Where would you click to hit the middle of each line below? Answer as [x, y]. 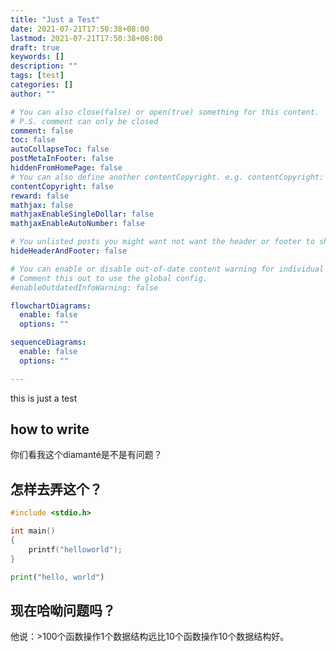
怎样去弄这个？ [56, 489]
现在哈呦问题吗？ [63, 610]
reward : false [40, 196]
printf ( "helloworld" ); [75, 549]
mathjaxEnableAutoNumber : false [77, 224]
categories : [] [42, 85]
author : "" [33, 94]
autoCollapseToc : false [60, 149]
